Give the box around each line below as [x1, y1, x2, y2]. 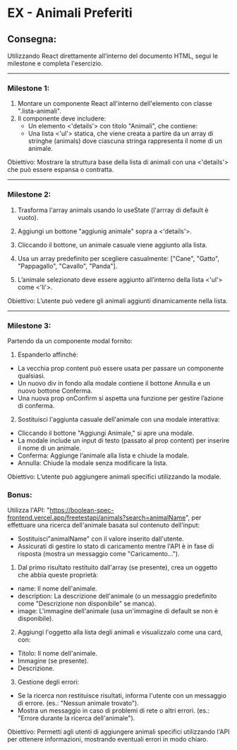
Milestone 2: [7, 190, 51, 199]
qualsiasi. [17, 371, 46, 380]
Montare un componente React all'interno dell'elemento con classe [17, 99, 213, 108]
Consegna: [7, 33, 57, 45]
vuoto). [17, 213, 39, 221]
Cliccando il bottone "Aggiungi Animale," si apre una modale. [17, 429, 195, 437]
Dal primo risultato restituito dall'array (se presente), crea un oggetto [17, 563, 217, 572]
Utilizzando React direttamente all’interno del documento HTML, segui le [7, 51, 219, 60]
